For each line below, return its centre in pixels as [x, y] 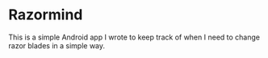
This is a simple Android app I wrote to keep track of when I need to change [134, 37]
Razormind [46, 15]
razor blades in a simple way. [57, 45]
